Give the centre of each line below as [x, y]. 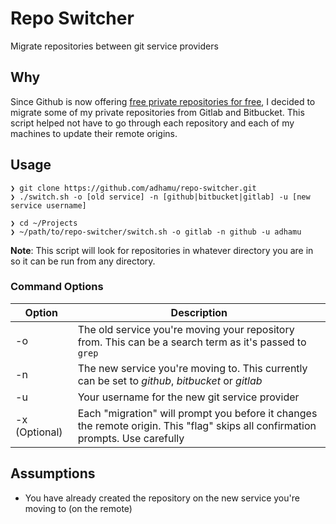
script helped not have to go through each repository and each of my [152, 123]
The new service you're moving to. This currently [192, 368]
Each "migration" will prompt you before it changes [197, 413]
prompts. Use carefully [131, 438]
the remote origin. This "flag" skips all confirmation [197, 425]
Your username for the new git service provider [188, 397]
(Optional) [39, 432]
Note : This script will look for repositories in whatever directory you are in [162, 250]
